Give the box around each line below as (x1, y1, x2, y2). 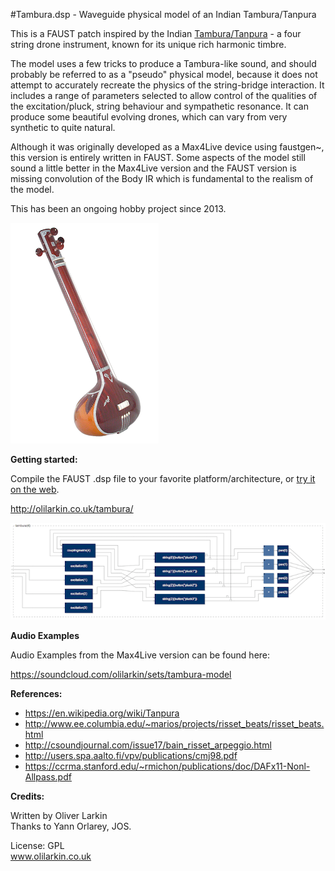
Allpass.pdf (24, 770, 72, 783)
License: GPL (10, 839, 65, 851)
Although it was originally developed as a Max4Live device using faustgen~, (10, 141, 325, 153)
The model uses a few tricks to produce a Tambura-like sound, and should (10, 58, 317, 69)
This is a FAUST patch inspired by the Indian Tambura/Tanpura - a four (10, 28, 302, 39)
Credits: (10, 790, 45, 802)
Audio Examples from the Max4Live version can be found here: (10, 649, 271, 661)
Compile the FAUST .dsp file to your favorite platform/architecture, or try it (10, 473, 316, 484)
